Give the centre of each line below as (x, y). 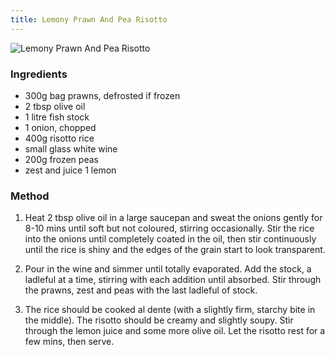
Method (30, 196)
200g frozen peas (61, 159)
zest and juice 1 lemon (70, 170)
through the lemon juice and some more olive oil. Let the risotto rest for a (175, 331)
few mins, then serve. (69, 342)
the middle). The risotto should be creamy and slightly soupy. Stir (159, 320)
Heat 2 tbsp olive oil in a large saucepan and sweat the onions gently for (173, 218)
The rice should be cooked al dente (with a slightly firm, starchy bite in (170, 310)
